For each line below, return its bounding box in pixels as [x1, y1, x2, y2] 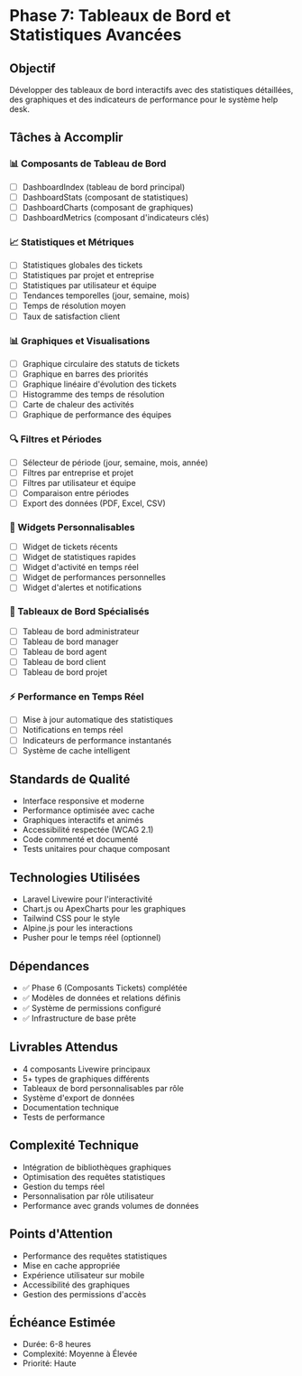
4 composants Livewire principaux [22, 1063, 151, 1074]
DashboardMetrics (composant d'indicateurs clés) [22, 211, 210, 222]
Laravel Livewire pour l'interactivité [22, 894, 153, 904]
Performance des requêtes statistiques [22, 1250, 168, 1261]
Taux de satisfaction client [22, 311, 120, 322]
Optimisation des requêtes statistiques [22, 1171, 166, 1182]
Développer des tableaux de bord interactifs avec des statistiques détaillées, [9, 85, 294, 95]
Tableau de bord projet [22, 667, 108, 678]
